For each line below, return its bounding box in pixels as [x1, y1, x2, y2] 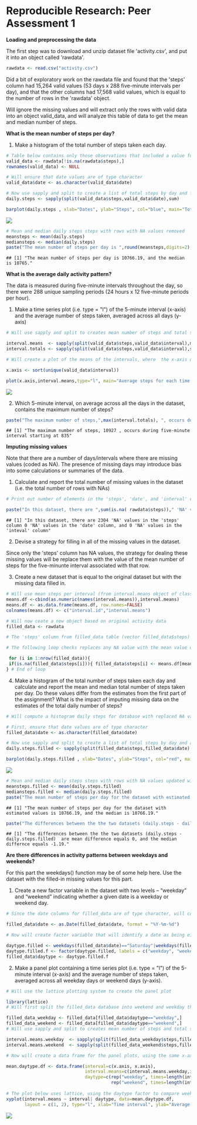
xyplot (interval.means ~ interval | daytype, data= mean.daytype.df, [6, 1096, 175, 1102]
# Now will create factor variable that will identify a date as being [6, 932, 185, 938]
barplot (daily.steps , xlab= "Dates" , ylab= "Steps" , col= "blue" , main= [6, 206, 182, 213]
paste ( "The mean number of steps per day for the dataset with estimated [6, 794, 191, 800]
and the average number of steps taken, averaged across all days [14, 312, 173, 319]
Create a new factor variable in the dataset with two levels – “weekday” [14, 887, 186, 894]
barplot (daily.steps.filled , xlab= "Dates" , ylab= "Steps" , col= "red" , [6, 756, 182, 762]
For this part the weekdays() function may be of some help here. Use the [6, 870, 182, 877]
